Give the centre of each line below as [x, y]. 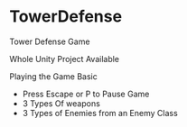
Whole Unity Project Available [65, 59]
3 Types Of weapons [61, 103]
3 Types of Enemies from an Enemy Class [100, 113]
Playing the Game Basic [53, 76]
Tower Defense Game [50, 41]
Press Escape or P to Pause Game [86, 94]
